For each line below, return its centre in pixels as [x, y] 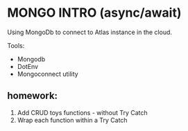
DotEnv [28, 66]
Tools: [16, 45]
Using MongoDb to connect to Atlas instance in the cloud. [89, 32]
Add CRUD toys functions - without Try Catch [82, 112]
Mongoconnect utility [48, 74]
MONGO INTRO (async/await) [94, 13]
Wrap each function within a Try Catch [72, 120]
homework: [32, 96]
